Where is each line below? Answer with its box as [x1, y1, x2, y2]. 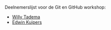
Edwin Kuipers [12, 19, 42, 25]
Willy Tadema [12, 14, 41, 19]
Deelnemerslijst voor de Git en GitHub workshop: [5, 4, 106, 10]
